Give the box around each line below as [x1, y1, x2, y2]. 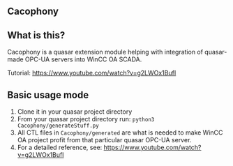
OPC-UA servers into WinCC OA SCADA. [24, 55, 142, 63]
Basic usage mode [7, 89, 89, 100]
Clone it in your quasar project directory [17, 107, 133, 116]
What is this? [7, 29, 66, 41]
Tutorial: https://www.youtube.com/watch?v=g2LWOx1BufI [7, 69, 176, 77]
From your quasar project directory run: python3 [17, 115, 155, 123]
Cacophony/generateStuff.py [17, 122, 99, 130]
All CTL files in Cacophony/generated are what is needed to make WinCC [17, 128, 223, 137]
